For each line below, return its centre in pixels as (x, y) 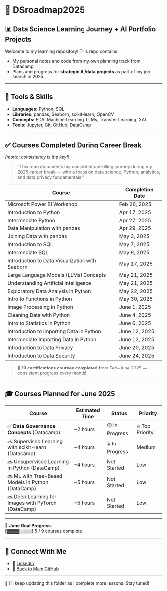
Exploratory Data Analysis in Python (49, 291)
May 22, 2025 (136, 291)
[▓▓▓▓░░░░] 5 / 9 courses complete (43, 531)
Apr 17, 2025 (135, 212)
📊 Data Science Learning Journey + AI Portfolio (81, 29)
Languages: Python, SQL (38, 109)
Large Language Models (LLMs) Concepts (57, 275)
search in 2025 (28, 77)
